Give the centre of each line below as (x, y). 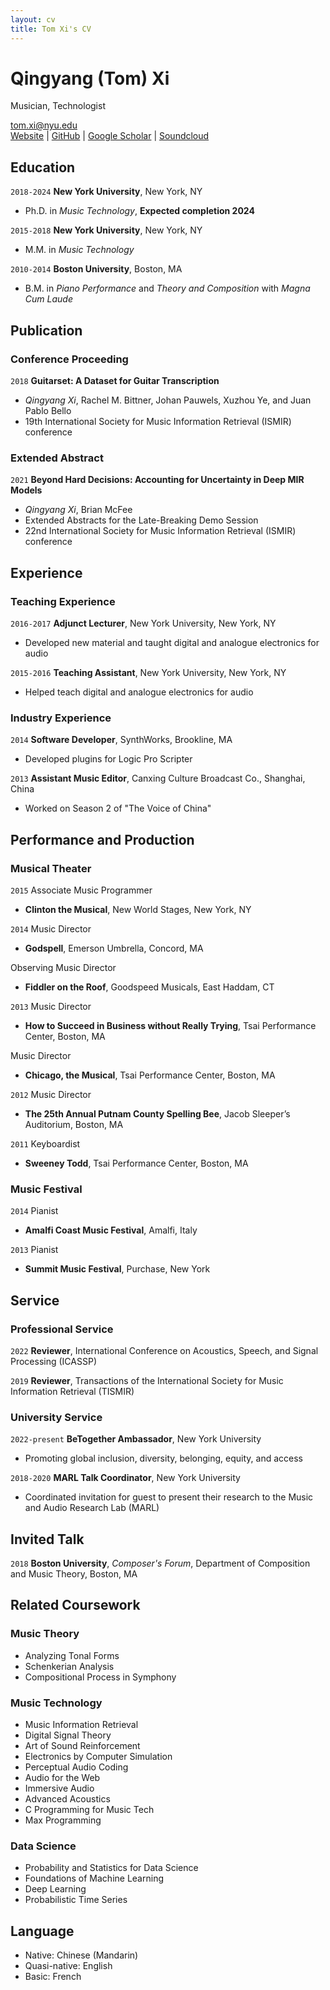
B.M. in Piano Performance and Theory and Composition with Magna (167, 288)
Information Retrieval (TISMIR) (72, 1391)
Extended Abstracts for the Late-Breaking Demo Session (141, 520)
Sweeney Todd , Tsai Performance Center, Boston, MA (136, 1163)
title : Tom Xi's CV (51, 29)
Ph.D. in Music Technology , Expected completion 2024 (139, 211)
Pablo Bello (48, 410)
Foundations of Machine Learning (94, 1878)
